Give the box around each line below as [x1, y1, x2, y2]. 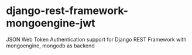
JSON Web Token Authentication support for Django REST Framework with [6, 36, 187, 43]
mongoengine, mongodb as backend [6, 42, 95, 49]
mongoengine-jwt [6, 16, 95, 30]
